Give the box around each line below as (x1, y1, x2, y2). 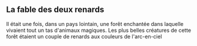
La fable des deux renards (6, 5, 104, 15)
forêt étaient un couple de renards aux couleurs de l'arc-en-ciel (6, 32, 162, 40)
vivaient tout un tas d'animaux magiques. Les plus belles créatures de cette (6, 27, 192, 34)
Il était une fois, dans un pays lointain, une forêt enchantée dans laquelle (6, 20, 184, 27)
